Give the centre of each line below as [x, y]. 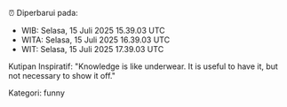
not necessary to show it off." [62, 76]
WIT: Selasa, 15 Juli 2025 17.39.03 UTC [92, 49]
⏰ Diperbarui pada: [44, 13]
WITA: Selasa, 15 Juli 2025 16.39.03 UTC [96, 40]
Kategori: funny [37, 93]
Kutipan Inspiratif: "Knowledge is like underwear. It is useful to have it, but [143, 66]
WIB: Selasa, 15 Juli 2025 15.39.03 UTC [93, 31]
